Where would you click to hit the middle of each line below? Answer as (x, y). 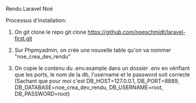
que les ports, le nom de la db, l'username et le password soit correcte (102, 74)
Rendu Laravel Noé (29, 9)
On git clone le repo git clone (50, 32)
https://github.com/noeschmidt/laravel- (137, 32)
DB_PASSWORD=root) (42, 94)
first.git (23, 38)
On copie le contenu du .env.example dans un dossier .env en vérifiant (102, 68)
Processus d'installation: (36, 20)
